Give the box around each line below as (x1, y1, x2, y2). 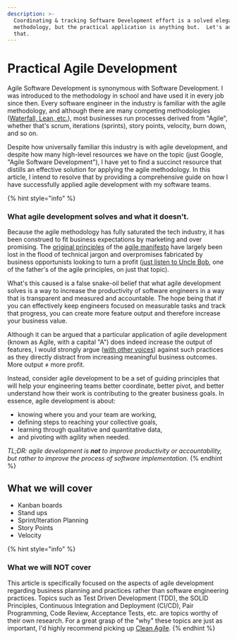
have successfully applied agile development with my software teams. (7, 180, 212, 189)
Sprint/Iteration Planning (17, 516, 89, 524)
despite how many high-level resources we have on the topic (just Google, (7, 150, 224, 159)
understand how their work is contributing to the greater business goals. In (7, 389, 224, 398)
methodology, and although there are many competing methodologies (7, 107, 210, 115)
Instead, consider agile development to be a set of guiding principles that (7, 374, 220, 383)
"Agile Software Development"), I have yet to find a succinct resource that (7, 158, 222, 166)
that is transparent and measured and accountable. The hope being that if (7, 294, 222, 303)
